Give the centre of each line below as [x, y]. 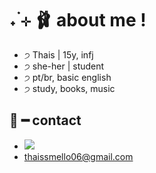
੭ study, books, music [69, 88]
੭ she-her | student [64, 66]
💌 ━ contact [45, 120]
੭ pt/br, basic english [67, 77]
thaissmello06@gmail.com [78, 156]
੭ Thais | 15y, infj [58, 54]
